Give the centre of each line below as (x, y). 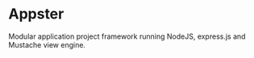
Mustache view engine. (47, 44)
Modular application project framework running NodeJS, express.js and (127, 36)
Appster (36, 14)
